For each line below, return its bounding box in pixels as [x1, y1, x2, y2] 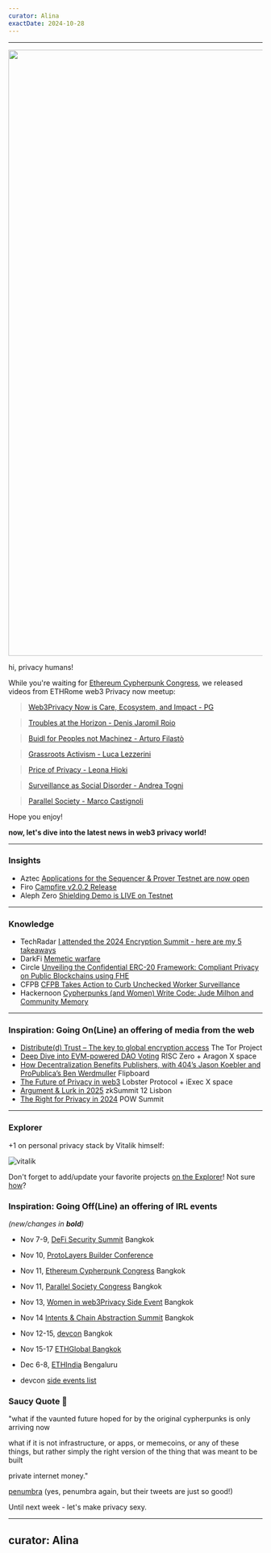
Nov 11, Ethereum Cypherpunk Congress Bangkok [19, 1265, 186, 1275]
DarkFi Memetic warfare [19, 954, 101, 964]
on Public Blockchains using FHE [19, 971, 130, 981]
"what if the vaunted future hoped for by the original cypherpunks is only [8, 1414, 251, 1424]
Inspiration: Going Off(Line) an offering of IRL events [8, 1201, 218, 1212]
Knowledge [8, 918, 55, 929]
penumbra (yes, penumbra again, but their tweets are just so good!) [8, 1487, 234, 1496]
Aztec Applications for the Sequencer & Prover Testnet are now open [19, 873, 250, 883]
